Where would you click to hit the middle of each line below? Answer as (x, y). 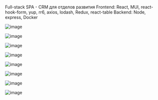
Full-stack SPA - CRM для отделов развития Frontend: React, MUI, (72, 7)
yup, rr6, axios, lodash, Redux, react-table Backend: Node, (87, 12)
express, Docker (21, 17)
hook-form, (16, 12)
